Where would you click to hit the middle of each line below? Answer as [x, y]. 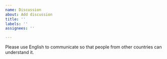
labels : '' [17, 24]
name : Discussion [23, 10]
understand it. [20, 52]
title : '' [16, 19]
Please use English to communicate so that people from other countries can [83, 47]
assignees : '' [20, 28]
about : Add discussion [29, 14]
